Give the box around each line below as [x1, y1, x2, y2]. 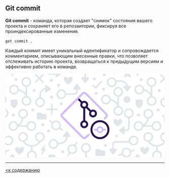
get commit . [5, 38, 33, 43]
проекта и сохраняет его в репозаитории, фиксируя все [5, 23, 126, 29]
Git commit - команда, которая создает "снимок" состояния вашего [5, 17, 153, 23]
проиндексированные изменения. [5, 28, 79, 34]
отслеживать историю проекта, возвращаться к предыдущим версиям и [5, 58, 163, 64]
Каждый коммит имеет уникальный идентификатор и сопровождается [5, 48, 159, 54]
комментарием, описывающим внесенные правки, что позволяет [5, 53, 148, 59]
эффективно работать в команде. [5, 63, 77, 70]
